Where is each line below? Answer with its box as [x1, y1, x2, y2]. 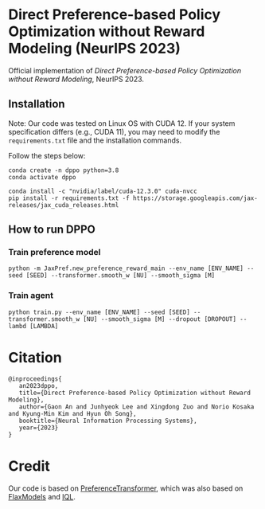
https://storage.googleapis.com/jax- [132, 194, 259, 202]
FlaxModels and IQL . [8, 491, 76, 501]
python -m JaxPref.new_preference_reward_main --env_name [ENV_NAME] [8, 264, 244, 272]
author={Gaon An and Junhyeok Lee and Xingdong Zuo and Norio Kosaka [18, 402, 255, 411]
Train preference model [8, 247, 101, 258]
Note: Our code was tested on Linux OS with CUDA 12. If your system [8, 118, 236, 128]
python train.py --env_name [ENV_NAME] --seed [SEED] [8, 308, 191, 316]
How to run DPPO [8, 223, 95, 237]
